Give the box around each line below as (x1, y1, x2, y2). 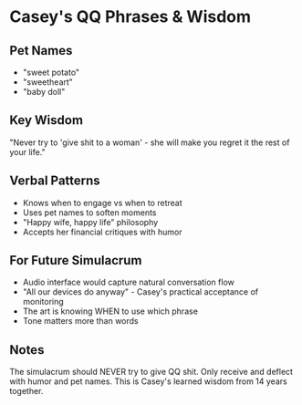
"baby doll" (22, 87, 66, 97)
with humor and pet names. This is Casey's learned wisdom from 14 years (9, 376, 287, 387)
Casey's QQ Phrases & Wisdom (9, 6, 252, 27)
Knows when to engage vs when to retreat (22, 197, 182, 208)
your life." (9, 146, 46, 157)
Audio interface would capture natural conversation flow (22, 276, 234, 288)
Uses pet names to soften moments (22, 207, 157, 218)
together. (9, 386, 44, 397)
